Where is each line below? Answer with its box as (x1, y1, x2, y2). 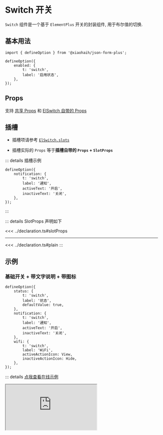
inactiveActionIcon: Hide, (22, 356, 77, 361)
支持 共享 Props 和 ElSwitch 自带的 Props (5, 107, 87, 113)
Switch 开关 (5, 4, 53, 16)
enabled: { (14, 63, 36, 68)
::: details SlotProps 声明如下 (5, 218, 62, 224)
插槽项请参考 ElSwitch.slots (12, 137, 69, 143)
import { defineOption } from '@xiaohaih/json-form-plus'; (5, 50, 127, 55)
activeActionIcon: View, (22, 352, 73, 357)
